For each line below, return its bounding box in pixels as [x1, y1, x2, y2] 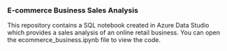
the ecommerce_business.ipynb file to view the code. [7, 36, 161, 44]
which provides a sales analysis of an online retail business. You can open [7, 28, 221, 37]
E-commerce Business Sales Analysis [7, 6, 138, 15]
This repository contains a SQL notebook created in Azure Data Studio [7, 21, 210, 30]
